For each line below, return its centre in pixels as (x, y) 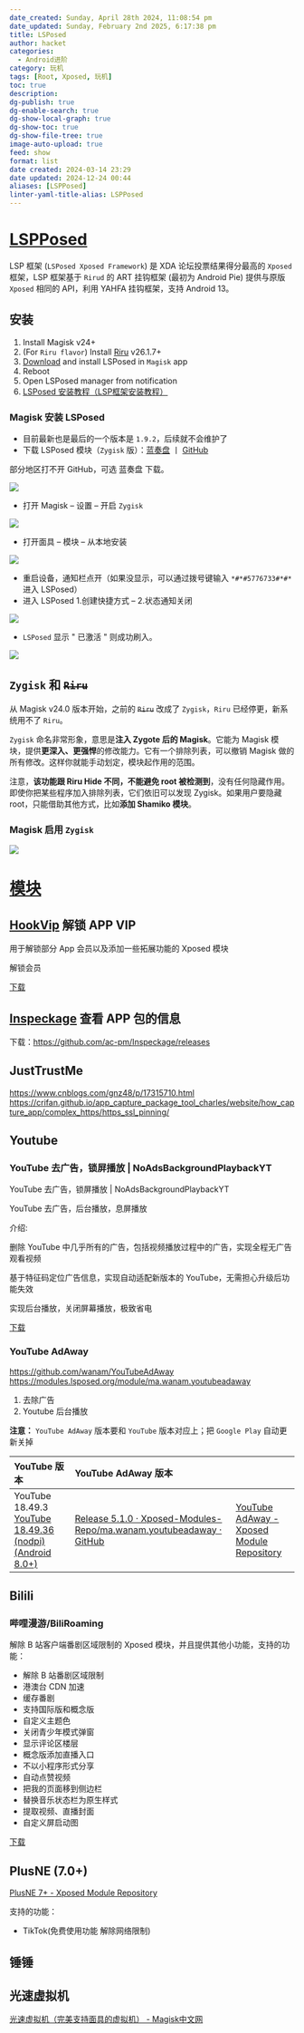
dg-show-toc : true (44, 128)
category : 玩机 (37, 69)
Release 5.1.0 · (106, 1518)
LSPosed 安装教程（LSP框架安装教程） (95, 392)
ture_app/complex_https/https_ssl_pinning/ (90, 1112)
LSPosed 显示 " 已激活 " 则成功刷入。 (90, 637)
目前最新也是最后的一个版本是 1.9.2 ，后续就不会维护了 (125, 439)
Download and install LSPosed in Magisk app (105, 361)
